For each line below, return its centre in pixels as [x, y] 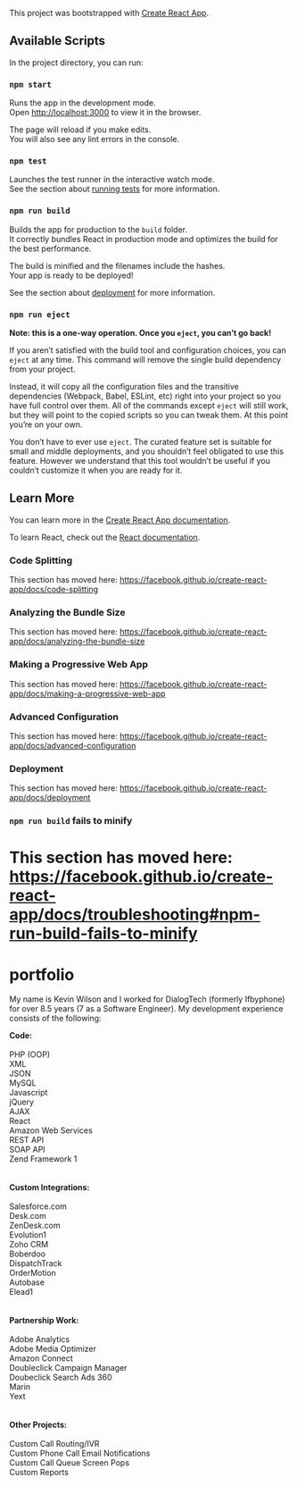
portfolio [42, 974]
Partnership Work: [44, 1321]
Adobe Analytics [39, 1339]
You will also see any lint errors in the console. [95, 139]
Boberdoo [28, 1254]
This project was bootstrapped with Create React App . [109, 13]
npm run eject [40, 315]
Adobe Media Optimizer [53, 1349]
